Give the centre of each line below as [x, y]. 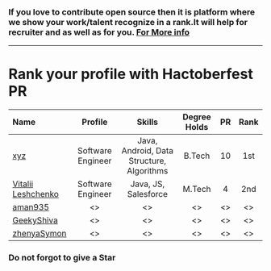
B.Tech [197, 156]
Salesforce [147, 194]
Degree [197, 117]
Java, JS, [148, 184]
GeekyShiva [35, 220]
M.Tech [197, 190]
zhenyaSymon [40, 234]
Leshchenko [35, 194]
